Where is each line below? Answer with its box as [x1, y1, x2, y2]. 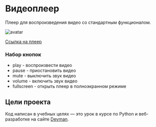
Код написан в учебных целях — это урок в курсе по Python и [5, 111, 138, 117]
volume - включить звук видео [12, 78, 78, 84]
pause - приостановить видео [12, 67, 76, 73]
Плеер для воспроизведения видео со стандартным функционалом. [5, 19, 151, 25]
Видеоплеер [5, 3, 59, 14]
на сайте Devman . [30, 116, 69, 122]
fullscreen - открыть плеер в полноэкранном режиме [12, 83, 127, 89]
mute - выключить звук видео [12, 73, 76, 79]
